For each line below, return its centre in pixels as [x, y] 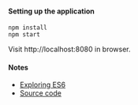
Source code [40, 93]
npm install [28, 28]
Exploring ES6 [42, 85]
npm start [24, 35]
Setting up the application [51, 11]
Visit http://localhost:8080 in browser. [70, 49]
